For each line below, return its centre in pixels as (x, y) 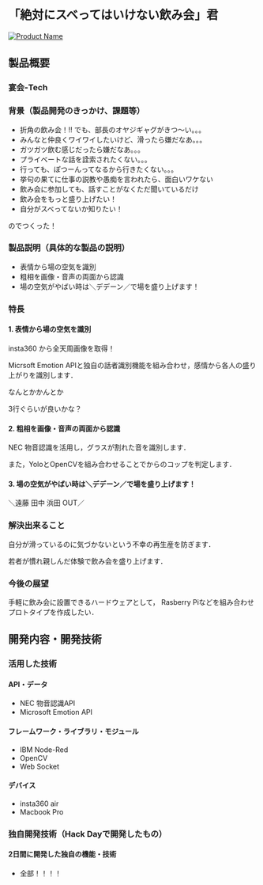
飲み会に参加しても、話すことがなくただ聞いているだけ (109, 189)
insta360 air (39, 803)
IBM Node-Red (44, 750)
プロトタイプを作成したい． (53, 612)
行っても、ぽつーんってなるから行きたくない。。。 (99, 169)
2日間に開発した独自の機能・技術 (62, 854)
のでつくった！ (32, 226)
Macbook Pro (41, 811)
